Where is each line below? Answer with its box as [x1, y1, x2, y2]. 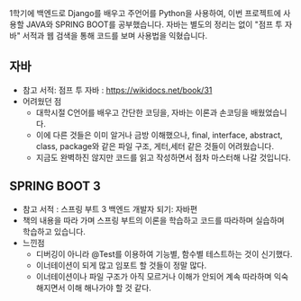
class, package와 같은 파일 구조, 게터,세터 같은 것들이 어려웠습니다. [35, 140, 275, 151]
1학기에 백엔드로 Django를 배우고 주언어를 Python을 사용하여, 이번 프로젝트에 [9, 8, 282, 18]
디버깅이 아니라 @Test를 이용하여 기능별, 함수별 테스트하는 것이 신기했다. [35, 248, 293, 259]
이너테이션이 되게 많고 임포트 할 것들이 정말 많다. [35, 260, 207, 270]
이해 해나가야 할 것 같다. [67, 282, 151, 293]
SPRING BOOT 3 [9, 179, 101, 194]
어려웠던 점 [22, 95, 62, 106]
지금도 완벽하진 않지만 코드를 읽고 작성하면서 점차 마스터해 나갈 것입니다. [35, 152, 291, 163]
